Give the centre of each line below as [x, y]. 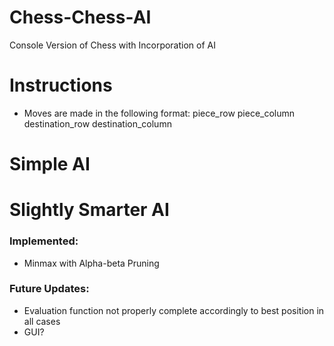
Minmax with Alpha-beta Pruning [91, 263]
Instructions [61, 85]
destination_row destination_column [97, 123]
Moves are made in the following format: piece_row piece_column [159, 113]
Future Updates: [49, 289]
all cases [42, 321]
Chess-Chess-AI [80, 17]
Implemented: [44, 241]
